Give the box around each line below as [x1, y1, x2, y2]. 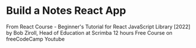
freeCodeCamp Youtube [6, 35, 65, 42]
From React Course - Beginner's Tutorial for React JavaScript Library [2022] [6, 23, 191, 30]
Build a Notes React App [6, 4, 126, 17]
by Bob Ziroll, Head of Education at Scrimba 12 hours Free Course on [6, 29, 173, 36]
